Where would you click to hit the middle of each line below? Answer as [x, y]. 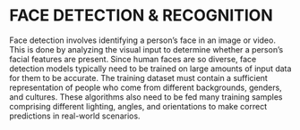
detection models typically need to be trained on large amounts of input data [150, 69]
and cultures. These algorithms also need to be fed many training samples [146, 97]
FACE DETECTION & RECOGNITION [141, 16]
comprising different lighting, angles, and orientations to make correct [138, 106]
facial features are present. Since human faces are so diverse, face [133, 59]
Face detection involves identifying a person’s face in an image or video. [142, 40]
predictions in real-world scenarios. [75, 116]
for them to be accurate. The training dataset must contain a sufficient [139, 77]
